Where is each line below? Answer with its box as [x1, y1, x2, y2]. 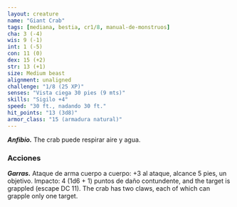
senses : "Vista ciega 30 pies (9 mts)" [7, 89, 126, 96]
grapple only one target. [7, 191, 78, 200]
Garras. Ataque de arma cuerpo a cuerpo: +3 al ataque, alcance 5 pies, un [7, 169, 227, 177]
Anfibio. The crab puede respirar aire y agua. [7, 135, 141, 144]
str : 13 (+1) [7, 63, 46, 70]
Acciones [7, 153, 41, 163]
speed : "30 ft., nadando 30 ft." [7, 103, 107, 110]
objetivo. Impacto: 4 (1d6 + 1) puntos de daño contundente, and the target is [7, 177, 231, 185]
